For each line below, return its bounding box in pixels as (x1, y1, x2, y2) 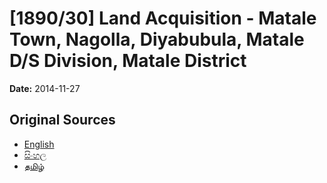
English (23, 138, 55, 150)
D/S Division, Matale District (9, 50, 247, 72)
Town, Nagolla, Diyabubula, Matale (9, 28, 305, 51)
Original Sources (9, 112, 116, 129)
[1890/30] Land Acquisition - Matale (9, 7, 317, 30)
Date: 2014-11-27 (9, 82, 81, 94)
